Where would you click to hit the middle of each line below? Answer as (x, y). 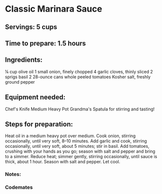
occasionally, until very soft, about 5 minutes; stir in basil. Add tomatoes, (77, 146)
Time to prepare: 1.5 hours (45, 43)
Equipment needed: (35, 97)
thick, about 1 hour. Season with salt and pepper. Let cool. (63, 162)
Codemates (19, 187)
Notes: (13, 175)
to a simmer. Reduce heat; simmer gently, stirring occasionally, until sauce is (81, 157)
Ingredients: (24, 60)
